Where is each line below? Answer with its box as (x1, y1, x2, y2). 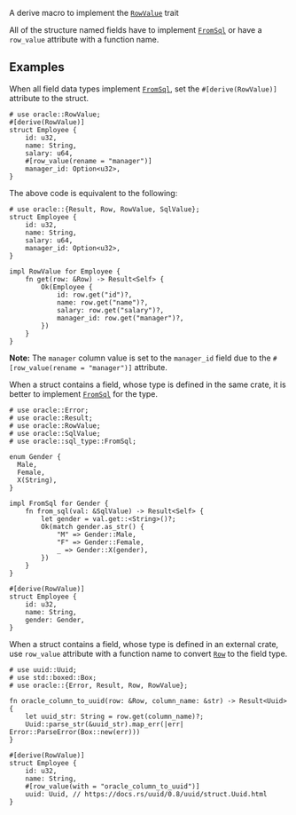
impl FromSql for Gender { (9, 499, 109, 508)
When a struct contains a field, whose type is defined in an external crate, (9, 638, 279, 649)
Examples (9, 59, 65, 75)
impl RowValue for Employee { (9, 266, 121, 276)
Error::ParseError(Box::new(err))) (9, 727, 141, 736)
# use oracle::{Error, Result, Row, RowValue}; (9, 681, 189, 690)
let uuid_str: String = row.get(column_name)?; (25, 712, 204, 721)
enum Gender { (9, 452, 62, 461)
